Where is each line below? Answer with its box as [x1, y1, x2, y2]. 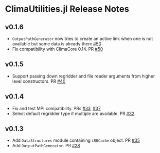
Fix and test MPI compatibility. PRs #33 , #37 [12, 105, 101, 111]
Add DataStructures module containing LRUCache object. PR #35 [12, 137, 140, 143]
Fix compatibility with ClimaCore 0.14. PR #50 [12, 46, 103, 52]
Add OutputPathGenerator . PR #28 [12, 143, 80, 149]
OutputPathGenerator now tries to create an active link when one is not [12, 36, 153, 41]
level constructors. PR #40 [12, 78, 66, 84]
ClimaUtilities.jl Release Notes [5, 3, 129, 15]
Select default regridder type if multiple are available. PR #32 [12, 111, 135, 116]
